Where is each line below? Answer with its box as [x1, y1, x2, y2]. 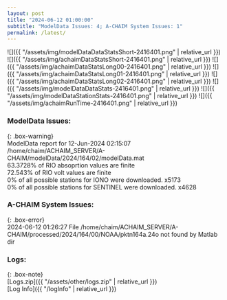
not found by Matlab [160, 230, 218, 238]
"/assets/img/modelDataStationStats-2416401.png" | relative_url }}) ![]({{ [7, 92, 213, 100]
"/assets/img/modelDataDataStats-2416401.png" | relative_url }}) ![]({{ [16, 84, 215, 93]
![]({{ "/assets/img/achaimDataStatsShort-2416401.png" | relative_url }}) [7, 56, 211, 64]
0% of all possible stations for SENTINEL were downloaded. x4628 [7, 183, 197, 191]
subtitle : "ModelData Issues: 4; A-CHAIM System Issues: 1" [7, 23, 184, 30]
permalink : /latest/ [7, 29, 67, 36]
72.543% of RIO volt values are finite [7, 168, 111, 176]
